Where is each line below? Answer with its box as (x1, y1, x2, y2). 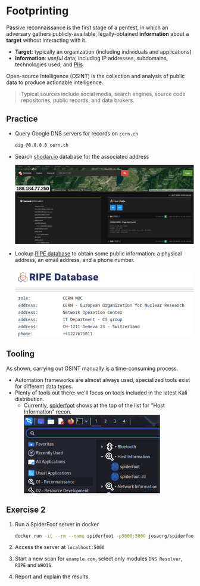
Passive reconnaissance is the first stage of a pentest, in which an (6, 24, 168, 31)
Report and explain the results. (14, 573, 90, 580)
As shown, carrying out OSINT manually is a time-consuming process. (6, 365, 179, 372)
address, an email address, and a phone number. (14, 257, 135, 264)
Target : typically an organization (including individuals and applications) (14, 48, 192, 55)
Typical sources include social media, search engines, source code (20, 90, 186, 97)
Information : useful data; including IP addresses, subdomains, (14, 54, 168, 61)
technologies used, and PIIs (14, 61, 83, 68)
